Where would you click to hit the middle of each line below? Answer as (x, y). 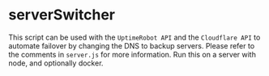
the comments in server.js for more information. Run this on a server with (132, 54)
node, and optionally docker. (56, 63)
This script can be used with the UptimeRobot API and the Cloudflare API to (134, 37)
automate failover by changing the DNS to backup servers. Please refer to (132, 45)
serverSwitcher (62, 15)
